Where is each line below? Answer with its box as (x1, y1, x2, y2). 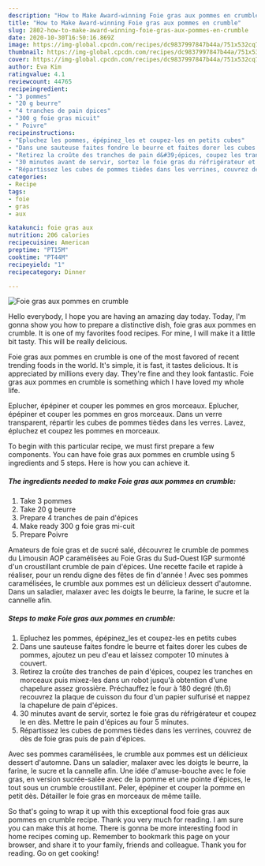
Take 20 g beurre (19, 504, 77, 514)
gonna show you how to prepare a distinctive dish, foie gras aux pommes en (8, 321, 256, 330)
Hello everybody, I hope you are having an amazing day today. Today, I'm (8, 312, 247, 321)
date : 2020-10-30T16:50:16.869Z (8, 33, 114, 42)
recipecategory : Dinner (8, 268, 87, 276)
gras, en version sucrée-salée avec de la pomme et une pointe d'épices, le (8, 774, 251, 784)
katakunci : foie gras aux (8, 224, 93, 232)
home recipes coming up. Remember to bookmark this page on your (8, 832, 230, 842)
